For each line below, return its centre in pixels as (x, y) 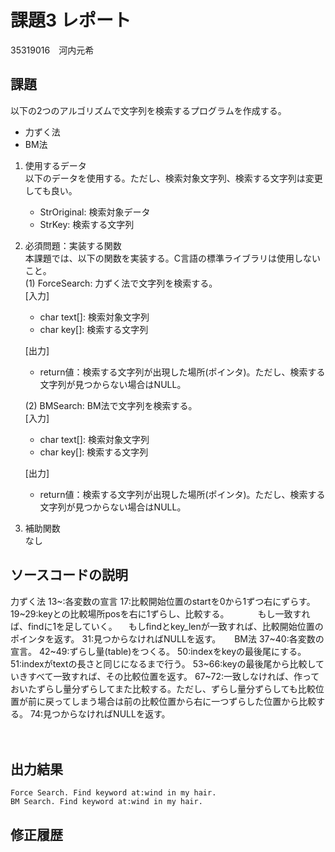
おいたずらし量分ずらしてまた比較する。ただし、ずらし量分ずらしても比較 (163, 688)
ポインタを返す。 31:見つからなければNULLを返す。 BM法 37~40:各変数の (167, 638)
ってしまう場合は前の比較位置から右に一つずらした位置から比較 (185, 701)
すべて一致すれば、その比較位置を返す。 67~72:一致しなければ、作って (173, 676)
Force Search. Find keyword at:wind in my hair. (113, 793)
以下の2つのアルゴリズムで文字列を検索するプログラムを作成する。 (148, 110)
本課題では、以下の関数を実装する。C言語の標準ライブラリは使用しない (173, 258)
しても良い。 (51, 190)
